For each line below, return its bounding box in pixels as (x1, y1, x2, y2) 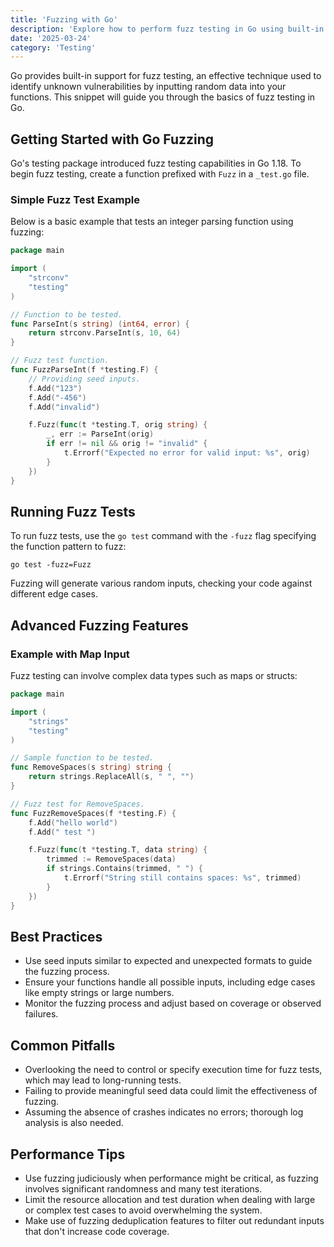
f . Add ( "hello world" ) (28, 817, 118, 828)
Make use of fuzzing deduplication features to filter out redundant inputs (24, 1215, 325, 1227)
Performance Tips (10, 1146, 126, 1163)
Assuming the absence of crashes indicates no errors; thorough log (24, 1106, 304, 1118)
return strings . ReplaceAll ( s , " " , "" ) (28, 772, 195, 782)
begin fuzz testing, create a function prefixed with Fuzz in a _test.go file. (10, 168, 310, 180)
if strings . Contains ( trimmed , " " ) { (46, 864, 203, 874)
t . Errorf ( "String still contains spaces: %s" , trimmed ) (63, 873, 302, 883)
